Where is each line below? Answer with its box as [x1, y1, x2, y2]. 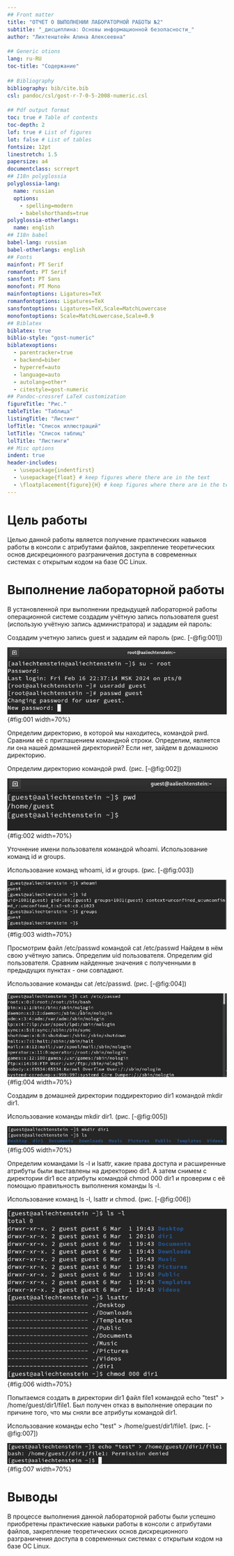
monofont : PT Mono [7, 283, 61, 290]
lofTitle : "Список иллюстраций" [7, 422, 101, 430]
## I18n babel [7, 232, 49, 239]
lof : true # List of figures [7, 129, 92, 136]
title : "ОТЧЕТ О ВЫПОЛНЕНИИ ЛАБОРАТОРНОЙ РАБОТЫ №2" [7, 18, 164, 26]
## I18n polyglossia [7, 173, 68, 180]
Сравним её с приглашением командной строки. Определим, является [7, 736, 221, 745]
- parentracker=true [13, 349, 73, 357]
